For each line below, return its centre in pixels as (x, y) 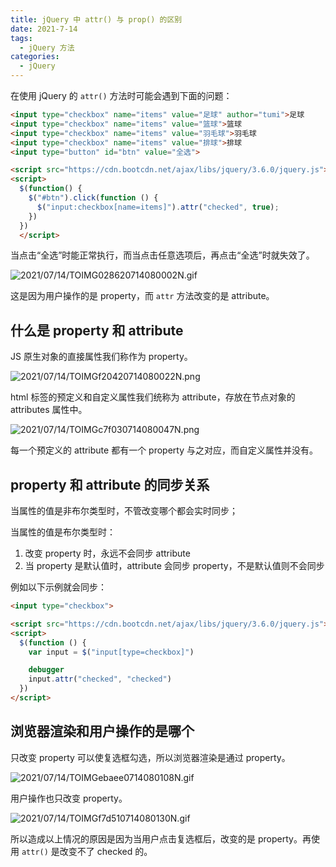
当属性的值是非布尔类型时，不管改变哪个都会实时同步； (124, 510)
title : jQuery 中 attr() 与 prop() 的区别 (96, 19)
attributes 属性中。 (49, 410)
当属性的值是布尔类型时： (63, 532)
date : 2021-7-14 (44, 29)
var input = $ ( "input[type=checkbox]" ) (111, 652)
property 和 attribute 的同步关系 (110, 484)
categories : (35, 57)
